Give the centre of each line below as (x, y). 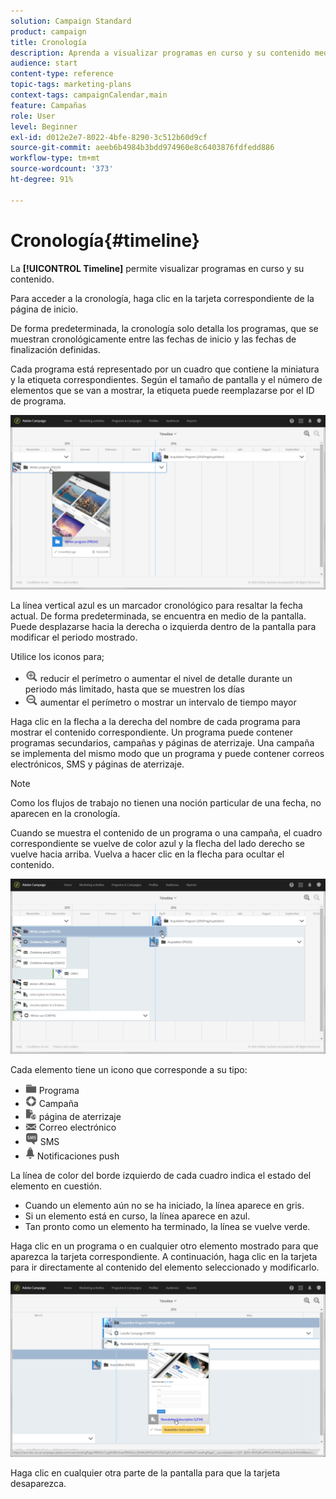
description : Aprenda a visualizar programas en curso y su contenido (160, 53)
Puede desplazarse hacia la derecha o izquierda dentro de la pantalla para (163, 627)
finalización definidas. (55, 349)
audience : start (44, 63)
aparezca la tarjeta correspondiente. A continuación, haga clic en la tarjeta (164, 1257)
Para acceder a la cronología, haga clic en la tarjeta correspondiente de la (162, 298)
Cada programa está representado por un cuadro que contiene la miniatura (165, 369)
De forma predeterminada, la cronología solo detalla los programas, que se (164, 328)
